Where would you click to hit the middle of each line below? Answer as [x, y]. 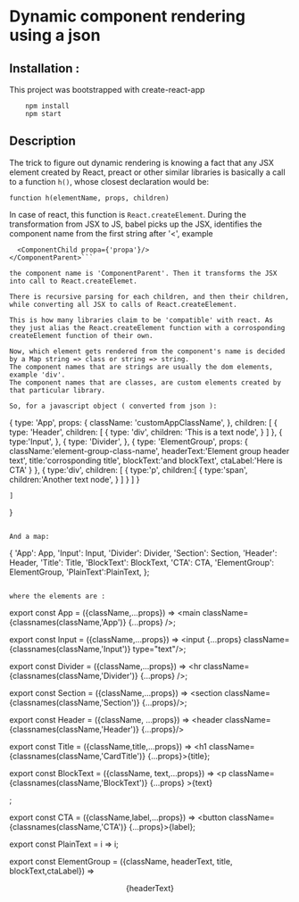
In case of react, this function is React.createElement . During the [128, 214]
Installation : [45, 68]
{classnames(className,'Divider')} [74, 675]
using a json [55, 35]
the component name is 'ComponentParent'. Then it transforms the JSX [143, 273]
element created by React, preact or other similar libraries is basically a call [147, 172]
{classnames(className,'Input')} [70, 649]
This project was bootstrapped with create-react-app [107, 90]
